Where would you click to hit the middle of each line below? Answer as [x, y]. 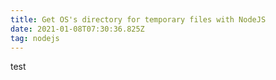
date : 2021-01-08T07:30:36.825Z [77, 29]
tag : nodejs [35, 38]
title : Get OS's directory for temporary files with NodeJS [138, 19]
